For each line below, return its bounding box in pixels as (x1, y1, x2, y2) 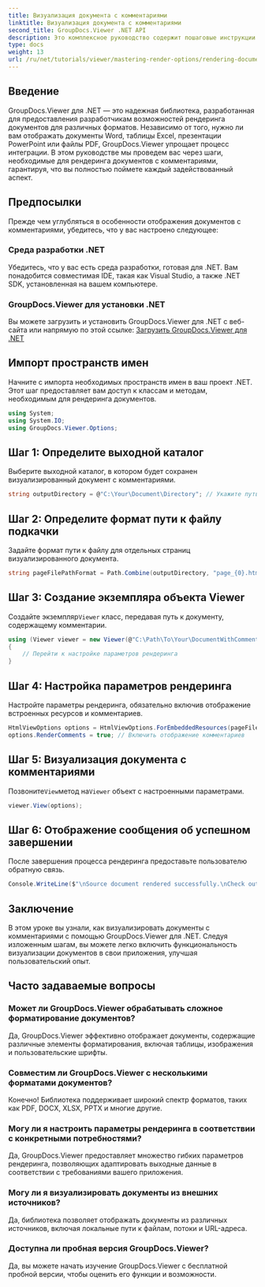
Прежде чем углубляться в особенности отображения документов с (8, 216, 241, 226)
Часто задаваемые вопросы (8, 979, 156, 993)
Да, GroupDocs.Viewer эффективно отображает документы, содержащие (8, 1031, 256, 1040)
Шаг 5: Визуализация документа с (8, 753, 187, 767)
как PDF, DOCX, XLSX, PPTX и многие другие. (8, 1103, 163, 1113)
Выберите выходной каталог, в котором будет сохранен (8, 467, 198, 476)
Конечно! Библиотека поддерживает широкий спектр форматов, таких (8, 1095, 248, 1104)
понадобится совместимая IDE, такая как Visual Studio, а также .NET (8, 270, 241, 280)
